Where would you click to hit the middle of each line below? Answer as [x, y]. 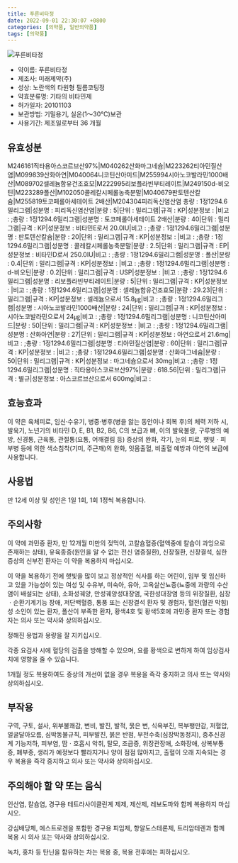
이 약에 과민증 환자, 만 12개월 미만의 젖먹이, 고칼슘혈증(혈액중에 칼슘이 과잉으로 [116, 542]
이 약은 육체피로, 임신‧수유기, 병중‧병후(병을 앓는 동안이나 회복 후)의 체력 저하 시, [118, 421]
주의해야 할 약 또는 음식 [55, 785]
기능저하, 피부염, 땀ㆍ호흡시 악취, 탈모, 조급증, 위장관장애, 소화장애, [107, 744]
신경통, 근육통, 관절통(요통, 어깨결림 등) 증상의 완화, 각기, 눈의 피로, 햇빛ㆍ [119, 439]
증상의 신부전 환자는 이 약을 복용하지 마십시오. [71, 560]
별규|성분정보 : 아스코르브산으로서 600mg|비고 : [85, 379]
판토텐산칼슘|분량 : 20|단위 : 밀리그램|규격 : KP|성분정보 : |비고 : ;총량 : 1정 [121, 237]
